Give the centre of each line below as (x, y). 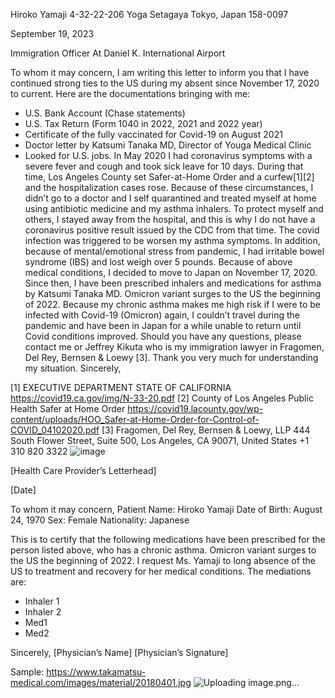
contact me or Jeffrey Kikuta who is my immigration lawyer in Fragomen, (174, 347)
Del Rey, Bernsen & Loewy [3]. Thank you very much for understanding (171, 357)
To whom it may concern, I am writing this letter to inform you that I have (160, 72)
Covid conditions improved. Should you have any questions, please (163, 336)
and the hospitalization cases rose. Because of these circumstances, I (169, 187)
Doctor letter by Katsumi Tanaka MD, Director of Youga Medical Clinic (168, 145)
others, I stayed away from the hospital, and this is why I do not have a (170, 219)
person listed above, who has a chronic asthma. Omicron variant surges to (163, 550)
